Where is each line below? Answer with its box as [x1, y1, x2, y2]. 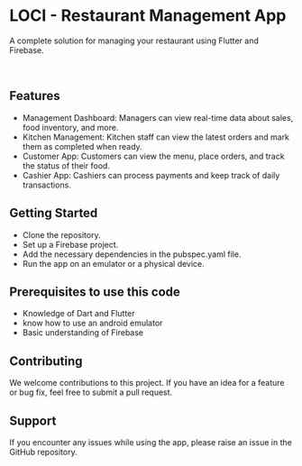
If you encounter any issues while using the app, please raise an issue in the [9, 437, 293, 447]
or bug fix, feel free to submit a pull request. [9, 387, 173, 397]
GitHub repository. [9, 447, 78, 457]
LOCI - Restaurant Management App [9, 5, 287, 26]
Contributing [9, 353, 83, 369]
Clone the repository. [22, 229, 101, 240]
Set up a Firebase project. [22, 239, 119, 250]
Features [9, 88, 60, 104]
